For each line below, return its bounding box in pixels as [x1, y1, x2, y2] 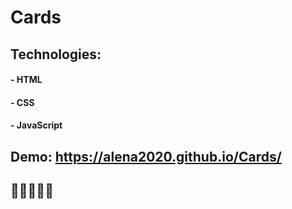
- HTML [10, 74, 43, 86]
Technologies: [10, 46, 102, 63]
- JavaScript [10, 119, 63, 131]
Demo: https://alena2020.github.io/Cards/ [10, 148, 282, 165]
